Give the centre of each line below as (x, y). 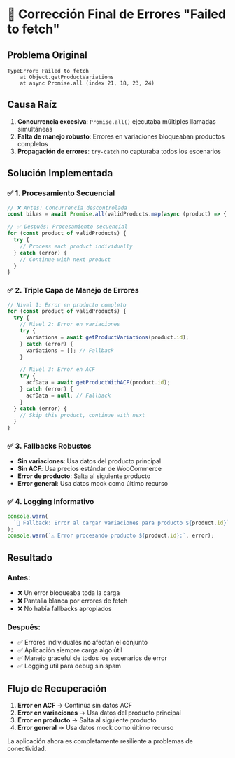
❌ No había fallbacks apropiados (64, 608)
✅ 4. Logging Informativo (51, 502)
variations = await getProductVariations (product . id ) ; (107, 337)
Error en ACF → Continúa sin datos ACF (75, 706)
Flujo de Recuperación (57, 688)
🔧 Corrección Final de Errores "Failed (116, 14)
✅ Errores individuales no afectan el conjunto (83, 643)
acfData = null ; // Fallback (68, 395)
